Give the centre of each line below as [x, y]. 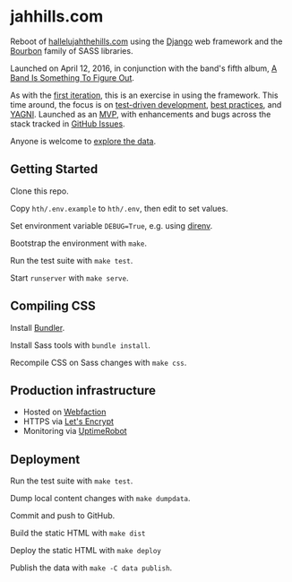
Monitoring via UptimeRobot [75, 431]
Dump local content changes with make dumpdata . [100, 499]
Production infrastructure [83, 391]
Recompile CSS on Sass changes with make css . [99, 362]
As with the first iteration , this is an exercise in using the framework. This [144, 95]
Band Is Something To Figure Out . [73, 77]
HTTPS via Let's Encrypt [69, 421]
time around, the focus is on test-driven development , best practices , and [146, 104]
